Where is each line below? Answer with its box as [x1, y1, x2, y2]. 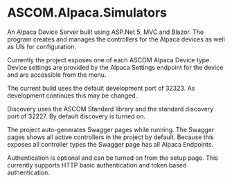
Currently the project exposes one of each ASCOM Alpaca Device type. [7, 55, 211, 64]
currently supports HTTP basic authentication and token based [7, 161, 187, 169]
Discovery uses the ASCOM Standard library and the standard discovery [7, 104, 214, 113]
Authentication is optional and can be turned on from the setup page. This [7, 154, 218, 162]
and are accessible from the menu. [7, 71, 107, 79]
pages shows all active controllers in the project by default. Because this [7, 133, 215, 141]
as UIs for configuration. [7, 42, 76, 51]
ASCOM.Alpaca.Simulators [7, 5, 168, 21]
